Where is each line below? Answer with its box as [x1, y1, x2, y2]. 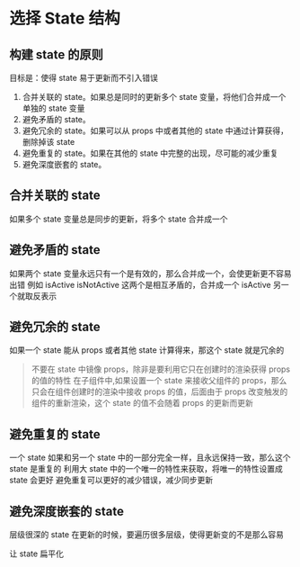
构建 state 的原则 [9, 47, 103, 62]
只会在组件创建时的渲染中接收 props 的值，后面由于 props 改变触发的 [31, 386, 288, 397]
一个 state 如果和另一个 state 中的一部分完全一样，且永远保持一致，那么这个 [9, 452, 291, 463]
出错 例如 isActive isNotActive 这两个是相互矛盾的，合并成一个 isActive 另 [9, 279, 281, 290]
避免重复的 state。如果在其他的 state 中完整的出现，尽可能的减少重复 [22, 148, 278, 158]
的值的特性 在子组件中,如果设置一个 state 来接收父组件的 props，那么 [31, 375, 287, 386]
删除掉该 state [22, 137, 75, 147]
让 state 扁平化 [9, 548, 65, 559]
